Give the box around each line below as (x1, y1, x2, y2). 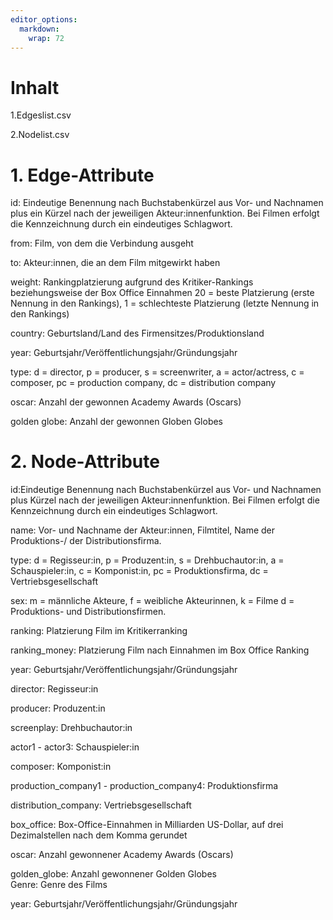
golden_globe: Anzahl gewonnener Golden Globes (10, 868, 217, 880)
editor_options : (10, 14, 78, 25)
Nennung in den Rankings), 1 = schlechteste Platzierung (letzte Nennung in (10, 297, 320, 310)
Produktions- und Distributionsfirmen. (10, 606, 167, 618)
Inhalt (10, 76, 60, 99)
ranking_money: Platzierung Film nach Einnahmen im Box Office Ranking (10, 644, 310, 656)
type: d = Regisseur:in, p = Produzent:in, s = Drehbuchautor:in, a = (10, 554, 285, 566)
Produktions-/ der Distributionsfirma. (10, 535, 162, 547)
